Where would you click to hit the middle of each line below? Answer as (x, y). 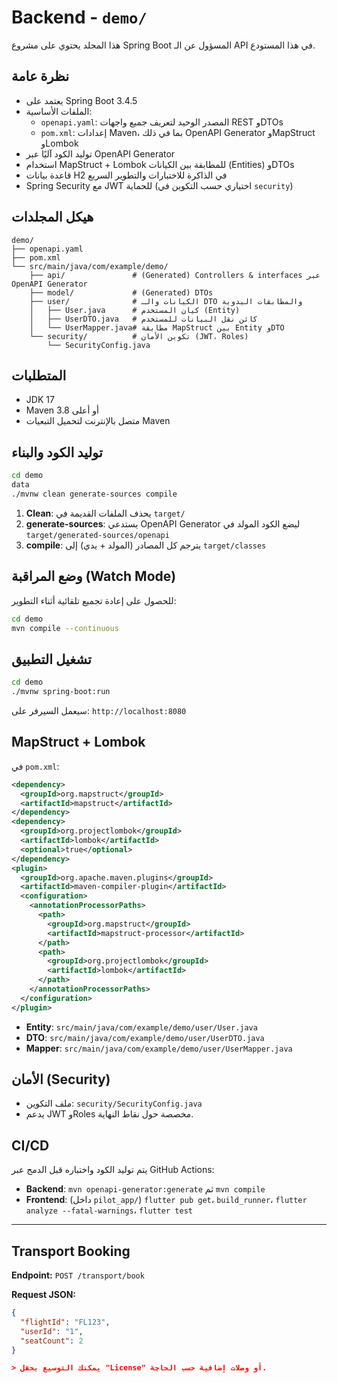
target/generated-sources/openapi (97, 535)
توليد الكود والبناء (57, 452)
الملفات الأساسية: (59, 111)
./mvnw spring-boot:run (61, 692)
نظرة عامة (40, 76)
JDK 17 (40, 400)
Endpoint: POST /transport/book (78, 1275)
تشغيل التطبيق (51, 659)
